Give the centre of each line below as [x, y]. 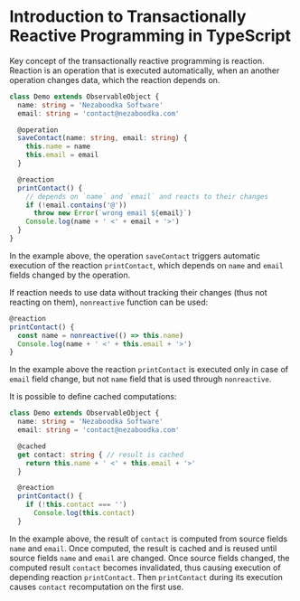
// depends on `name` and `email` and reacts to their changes [147, 196]
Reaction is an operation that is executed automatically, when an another [145, 70]
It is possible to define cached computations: [93, 397]
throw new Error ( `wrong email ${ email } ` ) [112, 213]
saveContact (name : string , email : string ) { [103, 138]
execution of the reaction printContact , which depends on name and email [146, 265]
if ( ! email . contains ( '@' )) [76, 205]
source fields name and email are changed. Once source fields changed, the [150, 558]
